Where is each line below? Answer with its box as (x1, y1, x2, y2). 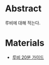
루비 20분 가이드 (12, 54, 44, 60)
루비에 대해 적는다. (5, 20, 41, 26)
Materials (5, 37, 45, 49)
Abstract (5, 3, 42, 14)
